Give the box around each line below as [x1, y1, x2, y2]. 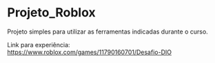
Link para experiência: [7, 40, 70, 49]
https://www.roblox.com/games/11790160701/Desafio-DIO [7, 48, 172, 56]
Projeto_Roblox [7, 5, 96, 21]
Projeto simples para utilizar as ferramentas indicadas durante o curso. [7, 27, 208, 36]
